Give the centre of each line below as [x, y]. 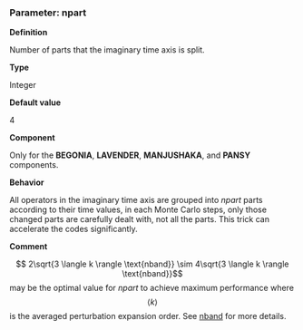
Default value [35, 102]
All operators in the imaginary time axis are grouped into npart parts [136, 200]
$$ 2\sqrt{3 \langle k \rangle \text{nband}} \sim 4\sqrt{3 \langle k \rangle [152, 264]
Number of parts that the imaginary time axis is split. [108, 50]
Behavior [27, 182]
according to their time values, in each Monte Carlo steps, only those [138, 209]
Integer [23, 85]
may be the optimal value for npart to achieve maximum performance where [152, 288]
